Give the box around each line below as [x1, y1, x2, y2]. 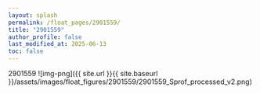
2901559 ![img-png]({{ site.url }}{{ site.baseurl [8, 69, 158, 78]
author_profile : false [8, 33, 82, 41]
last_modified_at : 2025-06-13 [8, 40, 107, 48]
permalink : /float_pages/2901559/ [8, 19, 121, 26]
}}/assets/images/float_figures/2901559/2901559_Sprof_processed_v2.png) [8, 77, 252, 86]
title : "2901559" [8, 26, 65, 33]
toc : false [8, 47, 44, 55]
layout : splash [8, 11, 58, 19]
